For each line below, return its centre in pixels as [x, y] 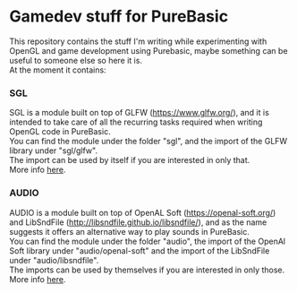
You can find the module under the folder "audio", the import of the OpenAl [148, 241]
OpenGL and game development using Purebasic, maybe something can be [148, 50]
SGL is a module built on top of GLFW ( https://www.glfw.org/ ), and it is [140, 113]
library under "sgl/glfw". [54, 151]
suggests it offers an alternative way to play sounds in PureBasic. [130, 231]
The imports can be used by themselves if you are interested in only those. [147, 270]
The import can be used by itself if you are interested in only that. [130, 160]
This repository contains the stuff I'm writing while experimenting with [138, 41]
